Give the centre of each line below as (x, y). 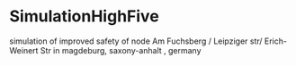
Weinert (24, 50)
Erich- (276, 41)
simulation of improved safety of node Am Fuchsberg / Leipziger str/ (136, 41)
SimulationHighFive (84, 16)
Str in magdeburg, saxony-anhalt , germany (121, 50)
